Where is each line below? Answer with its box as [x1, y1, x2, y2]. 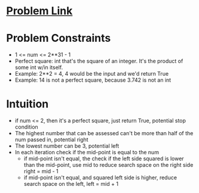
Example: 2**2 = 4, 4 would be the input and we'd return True [14, 70, 169, 77]
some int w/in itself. [14, 64, 63, 71]
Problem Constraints [6, 32, 111, 45]
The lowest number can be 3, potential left [14, 142, 120, 150]
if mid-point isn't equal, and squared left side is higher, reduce [23, 174, 177, 181]
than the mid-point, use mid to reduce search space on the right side [23, 161, 194, 169]
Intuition [6, 97, 49, 111]
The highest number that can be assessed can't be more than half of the [14, 130, 194, 137]
